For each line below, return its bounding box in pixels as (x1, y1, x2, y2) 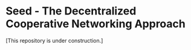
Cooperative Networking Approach (5, 17, 186, 31)
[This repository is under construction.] (5, 37, 103, 44)
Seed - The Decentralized (5, 4, 137, 18)
